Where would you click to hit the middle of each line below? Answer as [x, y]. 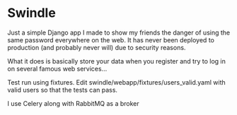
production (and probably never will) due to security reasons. [97, 47]
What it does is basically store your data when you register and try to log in [117, 61]
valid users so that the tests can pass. [63, 90]
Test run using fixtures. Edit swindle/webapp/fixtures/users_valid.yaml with [116, 82]
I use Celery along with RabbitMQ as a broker [73, 103]
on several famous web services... [57, 68]
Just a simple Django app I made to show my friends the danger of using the [119, 32]
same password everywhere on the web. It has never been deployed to [111, 40]
